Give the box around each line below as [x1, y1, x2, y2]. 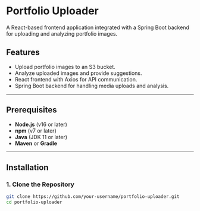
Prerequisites [6, 105, 57, 115]
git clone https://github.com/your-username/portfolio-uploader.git [6, 194, 180, 200]
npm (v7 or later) [14, 127, 57, 134]
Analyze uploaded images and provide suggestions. [14, 70, 142, 77]
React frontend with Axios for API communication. [14, 75, 137, 83]
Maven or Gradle [14, 140, 58, 147]
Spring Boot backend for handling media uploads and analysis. [14, 82, 169, 89]
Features [6, 48, 40, 58]
